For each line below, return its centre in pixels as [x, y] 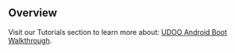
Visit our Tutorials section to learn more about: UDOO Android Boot [118, 32]
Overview [33, 13]
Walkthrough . [30, 40]
